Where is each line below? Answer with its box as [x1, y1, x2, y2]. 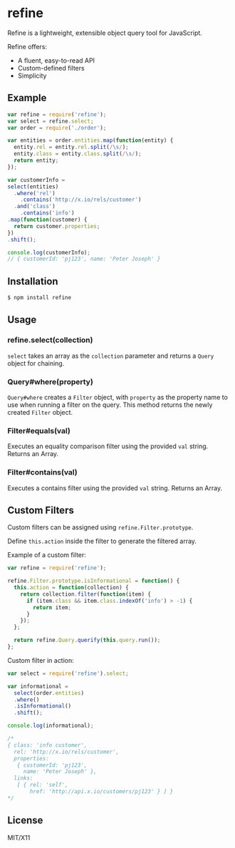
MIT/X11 [7, 833, 31, 842]
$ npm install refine [7, 294, 72, 301]
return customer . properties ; [14, 222, 100, 229]
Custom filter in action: [7, 656, 75, 664]
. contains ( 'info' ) [20, 210, 75, 217]
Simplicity [17, 71, 47, 80]
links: [14, 775, 33, 782]
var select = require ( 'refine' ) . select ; [7, 670, 130, 677]
